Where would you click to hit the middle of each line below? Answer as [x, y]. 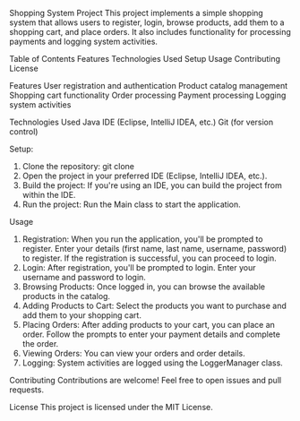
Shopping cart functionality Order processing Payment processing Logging [148, 95]
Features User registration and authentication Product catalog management [149, 86]
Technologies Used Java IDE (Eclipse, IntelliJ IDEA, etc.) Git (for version [141, 122]
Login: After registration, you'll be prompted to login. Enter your [139, 267]
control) [24, 132]
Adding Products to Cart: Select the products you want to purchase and [154, 305]
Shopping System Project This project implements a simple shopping [137, 13]
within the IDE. [49, 195]
